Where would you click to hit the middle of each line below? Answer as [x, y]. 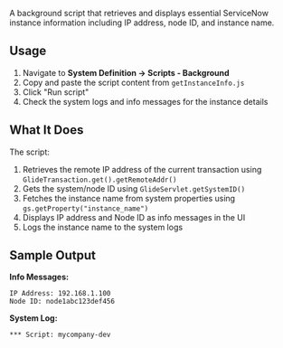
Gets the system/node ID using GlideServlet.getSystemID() [134, 188]
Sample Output [53, 255]
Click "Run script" [56, 92]
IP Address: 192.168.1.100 [60, 294]
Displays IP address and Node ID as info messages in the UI [134, 217]
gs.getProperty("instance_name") [85, 208]
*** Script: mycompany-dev [60, 335]
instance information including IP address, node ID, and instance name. [142, 23]
